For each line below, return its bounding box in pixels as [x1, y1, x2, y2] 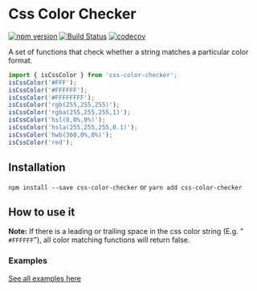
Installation [8, 161, 66, 174]
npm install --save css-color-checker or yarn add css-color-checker [8, 182, 243, 191]
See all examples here [8, 273, 82, 283]
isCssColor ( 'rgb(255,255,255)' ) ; [8, 101, 120, 109]
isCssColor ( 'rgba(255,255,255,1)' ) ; [8, 109, 131, 117]
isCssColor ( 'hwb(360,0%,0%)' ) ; [8, 130, 113, 139]
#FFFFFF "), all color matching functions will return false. [8, 235, 190, 245]
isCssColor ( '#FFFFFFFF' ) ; [8, 93, 95, 101]
